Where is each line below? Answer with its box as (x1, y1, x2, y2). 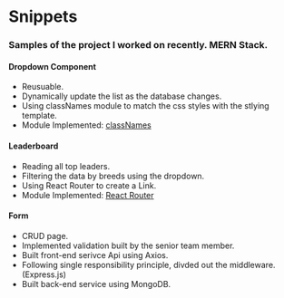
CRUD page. (21, 230, 69, 241)
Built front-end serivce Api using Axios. (21, 249, 169, 260)
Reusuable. (21, 82, 64, 92)
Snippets (8, 6, 78, 27)
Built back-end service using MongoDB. (21, 278, 171, 289)
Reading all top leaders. (21, 160, 111, 171)
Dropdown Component (8, 61, 97, 72)
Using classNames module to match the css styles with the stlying (21, 101, 269, 111)
